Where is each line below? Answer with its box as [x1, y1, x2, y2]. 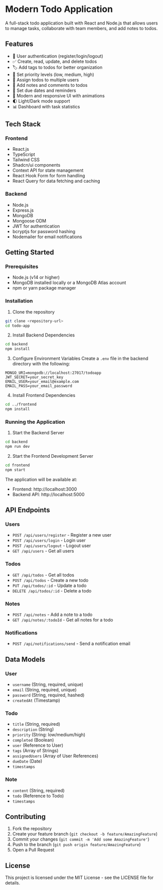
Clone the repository [12, 308, 55, 315]
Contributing [5, 813, 46, 821]
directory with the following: [12, 361, 70, 367]
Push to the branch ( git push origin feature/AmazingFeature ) [12, 842, 141, 848]
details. [5, 880, 20, 886]
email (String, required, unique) [12, 687, 77, 693]
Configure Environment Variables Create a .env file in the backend [12, 355, 149, 361]
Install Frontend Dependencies [12, 392, 76, 398]
